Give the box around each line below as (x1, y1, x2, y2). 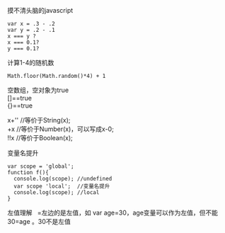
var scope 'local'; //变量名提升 (13, 183, 110, 190)
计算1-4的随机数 (7, 59, 54, 67)
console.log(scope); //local (13, 189, 100, 196)
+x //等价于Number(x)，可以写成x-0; (7, 125, 115, 133)
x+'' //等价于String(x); (7, 116, 71, 124)
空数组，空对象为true (7, 86, 69, 94)
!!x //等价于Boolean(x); (7, 134, 73, 142)
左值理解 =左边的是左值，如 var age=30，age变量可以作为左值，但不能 (7, 208, 218, 217)
